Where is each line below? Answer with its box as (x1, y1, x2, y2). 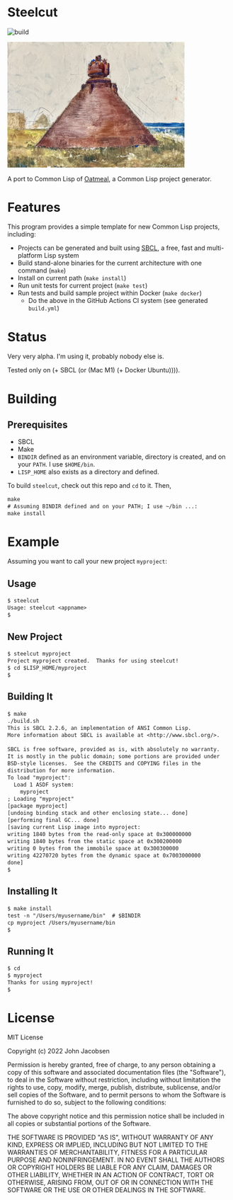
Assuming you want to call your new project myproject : (7, 557, 168, 566)
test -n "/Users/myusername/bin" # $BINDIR (7, 912, 141, 919)
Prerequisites (7, 418, 68, 430)
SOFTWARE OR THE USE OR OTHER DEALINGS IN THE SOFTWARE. (7, 1186, 206, 1194)
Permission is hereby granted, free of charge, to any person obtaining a (7, 1061, 216, 1069)
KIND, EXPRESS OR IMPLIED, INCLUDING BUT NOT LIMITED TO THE (7, 1141, 208, 1149)
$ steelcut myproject (7, 650, 72, 657)
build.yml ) (28, 304, 60, 312)
